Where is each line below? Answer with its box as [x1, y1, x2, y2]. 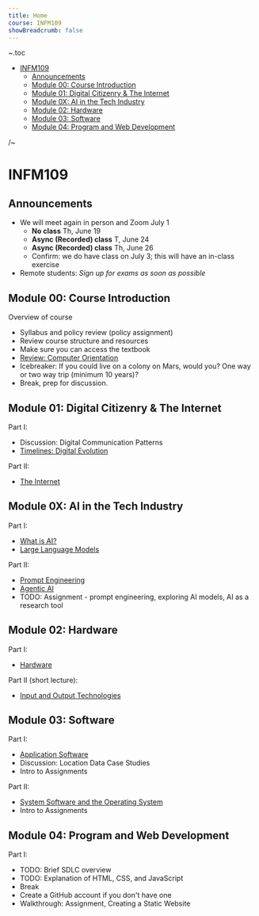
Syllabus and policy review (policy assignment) [19, 328, 173, 338]
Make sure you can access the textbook [19, 345, 150, 354]
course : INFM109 [8, 19, 62, 27]
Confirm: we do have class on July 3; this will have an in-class [31, 251, 235, 261]
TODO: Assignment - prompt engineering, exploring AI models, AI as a [19, 592, 249, 601]
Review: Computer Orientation [19, 353, 119, 363]
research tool [19, 600, 63, 610]
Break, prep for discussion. [19, 378, 109, 388]
